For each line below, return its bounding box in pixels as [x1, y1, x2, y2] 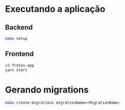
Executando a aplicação [5, 3, 105, 15]
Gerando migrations [5, 84, 89, 95]
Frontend [5, 50, 34, 58]
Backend [5, 23, 33, 32]
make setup [5, 36, 28, 41]
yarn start [5, 68, 28, 73]
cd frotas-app [5, 63, 35, 68]
